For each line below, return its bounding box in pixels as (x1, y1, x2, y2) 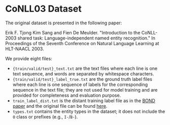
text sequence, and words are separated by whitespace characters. (12, 70, 154, 76)
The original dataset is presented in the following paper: (5, 20, 122, 26)
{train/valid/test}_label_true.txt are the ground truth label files (12, 76, 152, 82)
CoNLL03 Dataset (5, 3, 82, 15)
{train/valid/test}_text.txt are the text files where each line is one (12, 65, 158, 71)
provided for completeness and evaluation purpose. (12, 92, 121, 98)
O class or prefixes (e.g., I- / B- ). (12, 113, 78, 119)
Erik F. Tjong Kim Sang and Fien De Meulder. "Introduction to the (5, 29, 141, 35)
